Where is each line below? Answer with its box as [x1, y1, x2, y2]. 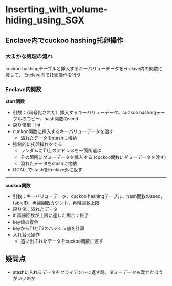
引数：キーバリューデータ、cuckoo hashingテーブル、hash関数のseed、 [12, 193, 165, 200]
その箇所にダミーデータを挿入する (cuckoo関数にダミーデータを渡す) [20, 154, 166, 160]
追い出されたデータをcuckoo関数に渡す [20, 238, 104, 244]
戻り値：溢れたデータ [12, 206, 58, 212]
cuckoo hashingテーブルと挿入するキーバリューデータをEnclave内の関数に [5, 65, 163, 71]
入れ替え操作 [12, 232, 40, 238]
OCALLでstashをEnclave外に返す [12, 167, 83, 173]
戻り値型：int [12, 122, 41, 128]
